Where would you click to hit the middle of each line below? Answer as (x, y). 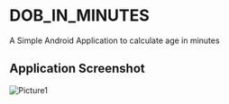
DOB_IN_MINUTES (80, 16)
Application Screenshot (78, 69)
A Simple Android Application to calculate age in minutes (114, 40)
